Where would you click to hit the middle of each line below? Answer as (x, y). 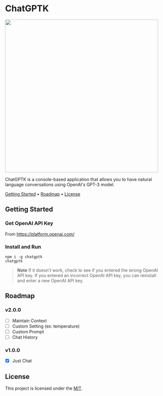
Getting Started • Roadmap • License (43, 194)
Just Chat (22, 361)
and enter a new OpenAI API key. (50, 280)
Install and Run (23, 247)
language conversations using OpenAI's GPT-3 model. (60, 185)
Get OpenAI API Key (29, 223)
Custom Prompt (28, 331)
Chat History (25, 337)
